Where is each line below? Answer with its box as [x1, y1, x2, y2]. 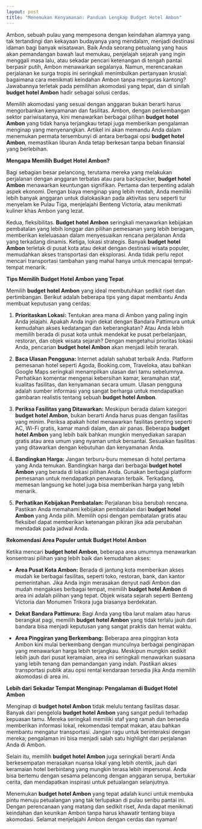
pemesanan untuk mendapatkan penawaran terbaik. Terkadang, [14, 474, 175, 482]
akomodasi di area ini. [14, 673, 70, 680]
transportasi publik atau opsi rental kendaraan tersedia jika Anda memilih [14, 666, 196, 673]
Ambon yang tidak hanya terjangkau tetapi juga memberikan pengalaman [6, 119, 189, 127]
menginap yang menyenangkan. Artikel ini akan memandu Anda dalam [6, 126, 181, 133]
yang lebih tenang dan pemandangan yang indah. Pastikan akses [14, 660, 177, 667]
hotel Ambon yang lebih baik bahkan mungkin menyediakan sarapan [14, 430, 186, 438]
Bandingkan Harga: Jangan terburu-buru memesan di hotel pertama [14, 455, 186, 462]
